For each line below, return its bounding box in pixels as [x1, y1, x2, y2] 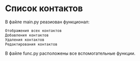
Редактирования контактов [5, 42, 57, 46]
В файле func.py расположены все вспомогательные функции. [5, 50, 136, 56]
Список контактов [5, 3, 83, 14]
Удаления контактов [5, 37, 45, 42]
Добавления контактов [5, 32, 49, 38]
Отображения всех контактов [5, 28, 62, 33]
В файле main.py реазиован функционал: [5, 19, 90, 25]
